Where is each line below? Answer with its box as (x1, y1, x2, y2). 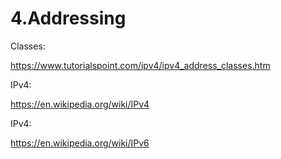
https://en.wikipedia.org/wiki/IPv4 (10, 98, 150, 110)
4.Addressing (10, 7, 127, 30)
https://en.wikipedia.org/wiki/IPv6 (10, 137, 150, 149)
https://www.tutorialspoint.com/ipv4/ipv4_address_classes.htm (10, 59, 271, 71)
